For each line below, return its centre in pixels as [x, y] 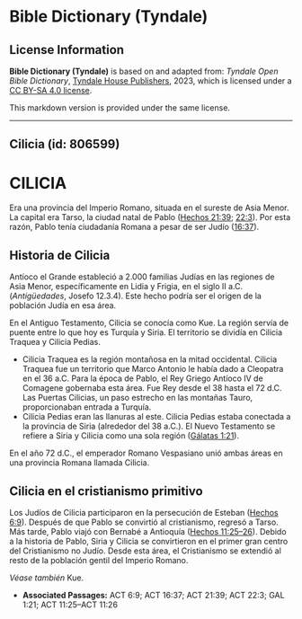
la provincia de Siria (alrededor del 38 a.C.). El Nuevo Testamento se [149, 426]
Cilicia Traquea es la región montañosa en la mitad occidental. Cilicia [150, 359]
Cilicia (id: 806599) [65, 144]
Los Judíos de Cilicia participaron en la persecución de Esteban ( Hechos [144, 512]
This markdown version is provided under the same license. [120, 108]
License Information [67, 50]
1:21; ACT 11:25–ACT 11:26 [70, 605]
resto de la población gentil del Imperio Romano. [99, 560]
